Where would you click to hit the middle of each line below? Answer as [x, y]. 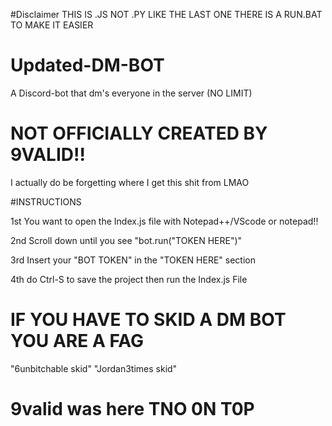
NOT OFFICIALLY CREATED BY [139, 133]
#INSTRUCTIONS [46, 201]
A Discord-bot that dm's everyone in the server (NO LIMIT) [131, 93]
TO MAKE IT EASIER [52, 25]
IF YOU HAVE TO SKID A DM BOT [148, 320]
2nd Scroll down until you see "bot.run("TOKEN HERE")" [126, 240]
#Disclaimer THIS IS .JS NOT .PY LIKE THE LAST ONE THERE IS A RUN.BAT [166, 14]
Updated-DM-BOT [87, 65]
